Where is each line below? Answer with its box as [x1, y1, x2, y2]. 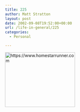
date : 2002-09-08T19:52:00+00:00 [5, 20, 72, 26]
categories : [5, 30, 29, 35]
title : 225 [5, 7, 27, 12]
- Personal [9, 35, 31, 39]
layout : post [5, 16, 31, 21]
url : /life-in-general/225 [5, 25, 59, 30]
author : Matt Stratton [5, 12, 51, 17]
